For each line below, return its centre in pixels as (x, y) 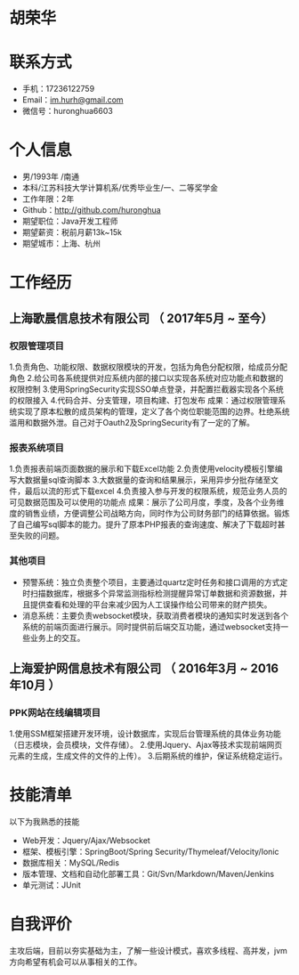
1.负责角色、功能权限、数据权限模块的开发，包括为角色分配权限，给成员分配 (148, 367)
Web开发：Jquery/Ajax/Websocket (86, 841)
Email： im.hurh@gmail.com (73, 100)
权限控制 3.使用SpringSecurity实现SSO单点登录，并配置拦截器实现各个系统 (147, 389)
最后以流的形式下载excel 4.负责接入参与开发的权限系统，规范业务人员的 (156, 492)
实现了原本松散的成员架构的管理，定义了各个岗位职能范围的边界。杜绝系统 (153, 411)
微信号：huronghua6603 (67, 111)
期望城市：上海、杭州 (61, 244)
